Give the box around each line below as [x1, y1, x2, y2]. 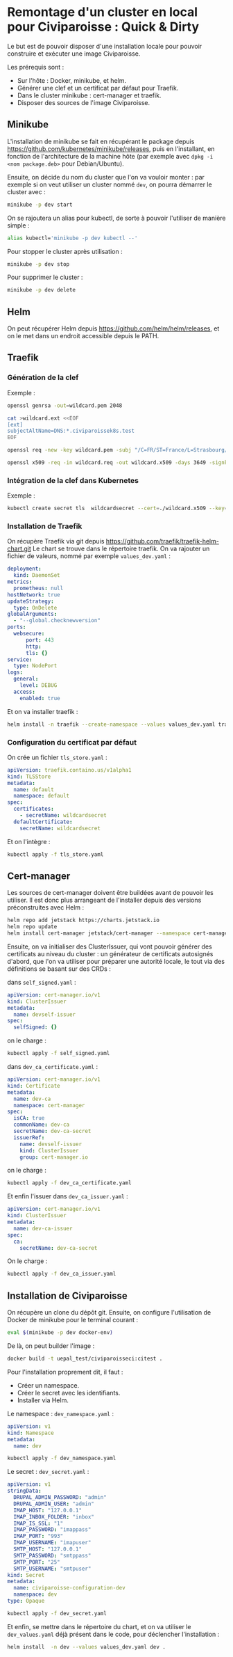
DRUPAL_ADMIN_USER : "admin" [13, 1500, 95, 1507]
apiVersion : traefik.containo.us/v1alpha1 [7, 766, 132, 773]
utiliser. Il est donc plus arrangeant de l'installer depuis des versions [7, 896, 202, 905]
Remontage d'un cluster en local [7, 4, 198, 20]
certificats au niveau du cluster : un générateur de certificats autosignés [7, 949, 214, 958]
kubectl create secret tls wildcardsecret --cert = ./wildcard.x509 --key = [7, 505, 228, 512]
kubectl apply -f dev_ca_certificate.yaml [7, 1180, 132, 1187]
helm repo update [7, 923, 58, 930]
